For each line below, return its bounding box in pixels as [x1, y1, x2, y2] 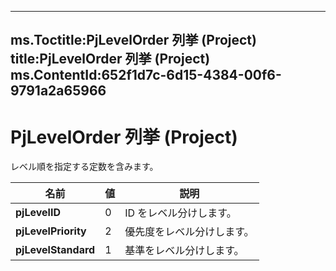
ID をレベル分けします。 [124, 206, 237, 220]
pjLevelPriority [15, 224, 87, 238]
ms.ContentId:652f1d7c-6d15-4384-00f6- [10, 67, 282, 84]
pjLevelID [15, 206, 61, 220]
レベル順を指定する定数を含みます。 [10, 161, 159, 173]
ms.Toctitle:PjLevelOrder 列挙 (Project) [10, 32, 257, 49]
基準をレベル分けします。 [124, 244, 245, 258]
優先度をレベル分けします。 [124, 225, 255, 239]
